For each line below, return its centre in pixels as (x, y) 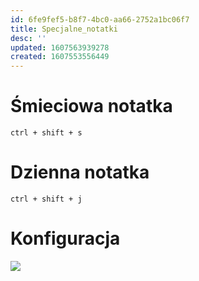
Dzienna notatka (80, 172)
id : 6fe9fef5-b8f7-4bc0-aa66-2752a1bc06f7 (100, 19)
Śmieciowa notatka (91, 106)
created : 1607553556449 (60, 57)
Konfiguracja (65, 238)
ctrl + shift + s (46, 133)
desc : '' (28, 38)
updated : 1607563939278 (60, 47)
